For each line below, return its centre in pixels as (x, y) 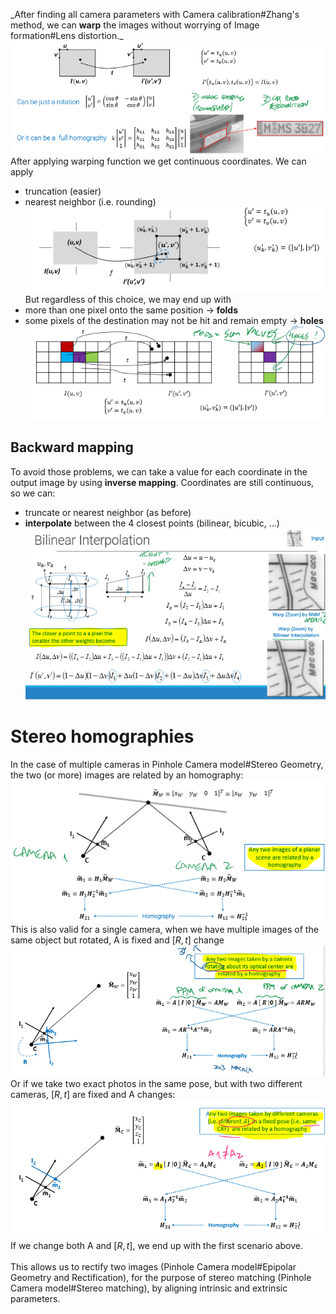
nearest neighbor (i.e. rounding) (90, 202)
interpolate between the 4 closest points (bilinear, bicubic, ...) (152, 523)
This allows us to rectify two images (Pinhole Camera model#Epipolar (153, 1267)
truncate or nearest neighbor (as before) (108, 512)
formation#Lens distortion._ (67, 35)
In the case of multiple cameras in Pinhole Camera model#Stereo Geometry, (167, 764)
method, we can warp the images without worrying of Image (135, 25)
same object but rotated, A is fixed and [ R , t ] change (117, 940)
